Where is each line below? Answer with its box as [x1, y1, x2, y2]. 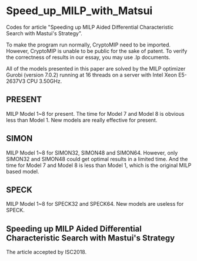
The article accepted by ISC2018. [6, 249, 87, 256]
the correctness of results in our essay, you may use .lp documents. [6, 53, 171, 61]
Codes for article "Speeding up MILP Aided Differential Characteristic [6, 24, 174, 31]
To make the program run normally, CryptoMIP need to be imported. [6, 41, 171, 48]
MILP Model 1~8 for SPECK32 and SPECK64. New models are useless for [6, 200, 184, 208]
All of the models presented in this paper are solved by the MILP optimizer [6, 65, 186, 72]
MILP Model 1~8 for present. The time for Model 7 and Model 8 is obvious [6, 110, 185, 117]
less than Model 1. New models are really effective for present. [6, 116, 158, 123]
